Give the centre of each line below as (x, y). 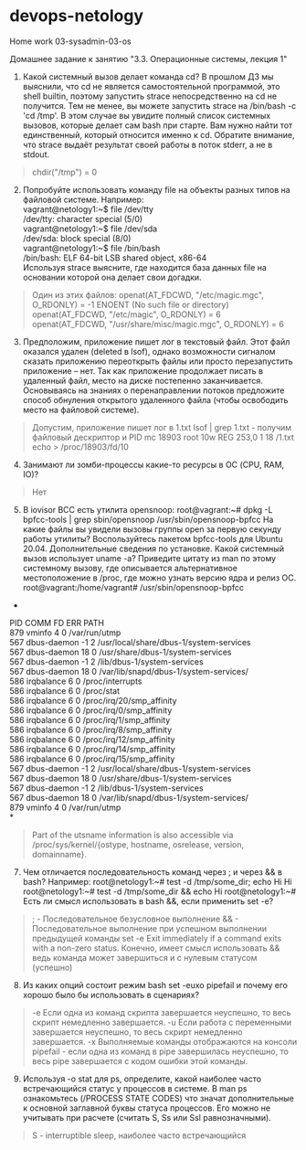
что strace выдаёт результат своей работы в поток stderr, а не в (148, 144)
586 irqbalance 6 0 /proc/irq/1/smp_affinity (90, 719)
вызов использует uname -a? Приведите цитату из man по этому (149, 558)
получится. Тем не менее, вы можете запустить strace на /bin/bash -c (159, 105)
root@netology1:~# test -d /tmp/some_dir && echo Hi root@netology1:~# (159, 891)
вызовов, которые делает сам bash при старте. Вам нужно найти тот (158, 125)
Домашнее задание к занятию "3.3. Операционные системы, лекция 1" (148, 59)
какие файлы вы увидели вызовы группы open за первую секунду (152, 529)
